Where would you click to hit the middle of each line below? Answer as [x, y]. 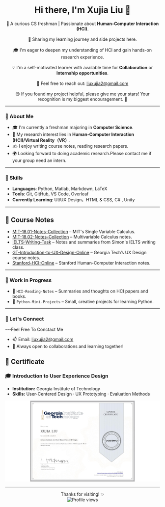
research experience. [82, 57]
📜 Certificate [25, 362]
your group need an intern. [39, 160]
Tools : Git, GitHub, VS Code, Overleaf [50, 194]
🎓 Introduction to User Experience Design [57, 376]
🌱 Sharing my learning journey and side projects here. [82, 39]
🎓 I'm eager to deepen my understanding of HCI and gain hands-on [82, 50]
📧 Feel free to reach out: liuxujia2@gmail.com [82, 83]
